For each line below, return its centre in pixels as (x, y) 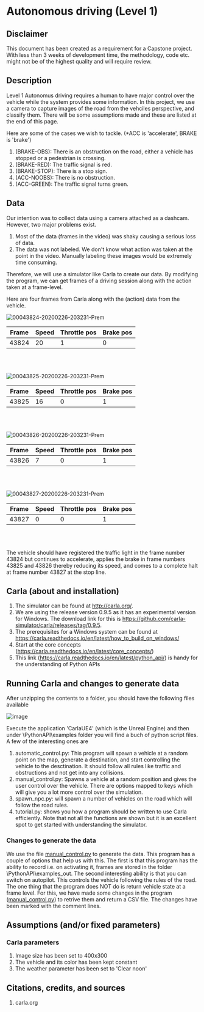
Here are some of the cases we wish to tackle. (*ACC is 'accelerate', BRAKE (102, 133)
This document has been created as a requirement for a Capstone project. (99, 48)
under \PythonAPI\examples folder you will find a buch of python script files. (102, 735)
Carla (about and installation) (63, 591)
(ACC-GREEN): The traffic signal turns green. (72, 184)
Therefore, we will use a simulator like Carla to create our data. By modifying (102, 274)
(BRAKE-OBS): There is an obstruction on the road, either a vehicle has (104, 152)
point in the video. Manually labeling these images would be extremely (103, 255)
